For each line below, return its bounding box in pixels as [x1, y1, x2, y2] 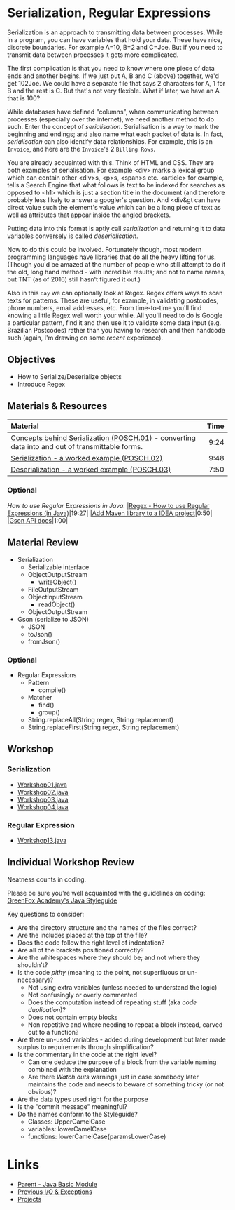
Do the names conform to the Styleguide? [17, 1110, 138, 1118]
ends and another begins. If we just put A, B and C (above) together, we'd [7, 72, 219, 80]
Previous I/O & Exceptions [17, 1188, 92, 1196]
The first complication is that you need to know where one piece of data [7, 64, 215, 72]
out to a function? [27, 1028, 79, 1036]
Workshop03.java [17, 795, 69, 804]
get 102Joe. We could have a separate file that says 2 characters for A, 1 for [7, 79, 226, 87]
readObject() [38, 600, 76, 609]
